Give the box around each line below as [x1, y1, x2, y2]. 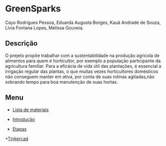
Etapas [12, 126, 27, 132]
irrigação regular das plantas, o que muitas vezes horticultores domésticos [5, 68, 159, 74]
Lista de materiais [12, 107, 49, 113]
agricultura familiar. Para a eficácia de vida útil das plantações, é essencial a [5, 63, 162, 69]
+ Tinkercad [5, 136, 29, 142]
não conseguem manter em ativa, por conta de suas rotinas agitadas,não [5, 73, 155, 80]
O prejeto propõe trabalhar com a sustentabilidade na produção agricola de [5, 52, 160, 58]
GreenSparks [5, 3, 61, 14]
